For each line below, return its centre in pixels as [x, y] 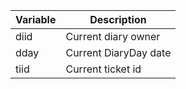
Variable [36, 19]
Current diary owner [113, 36]
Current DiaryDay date [118, 52]
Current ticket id [103, 69]
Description [118, 19]
